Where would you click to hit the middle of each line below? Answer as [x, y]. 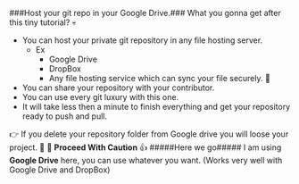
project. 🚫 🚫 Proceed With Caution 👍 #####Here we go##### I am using [145, 147]
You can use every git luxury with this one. [100, 97]
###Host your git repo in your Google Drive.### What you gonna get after [145, 13]
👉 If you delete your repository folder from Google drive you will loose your [149, 134]
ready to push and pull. [64, 116]
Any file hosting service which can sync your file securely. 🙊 [159, 78]
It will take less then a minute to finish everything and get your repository [156, 107]
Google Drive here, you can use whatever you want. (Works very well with [146, 160]
